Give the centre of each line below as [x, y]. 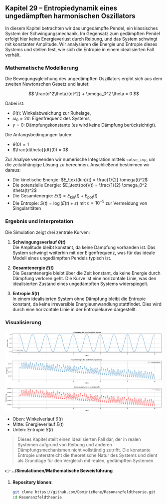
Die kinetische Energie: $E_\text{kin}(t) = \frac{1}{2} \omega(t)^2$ [80, 179]
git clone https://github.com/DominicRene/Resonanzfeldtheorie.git [84, 492]
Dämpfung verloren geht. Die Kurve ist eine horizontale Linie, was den [84, 278]
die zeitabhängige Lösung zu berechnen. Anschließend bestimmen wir [78, 164]
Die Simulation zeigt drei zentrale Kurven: [48, 232]
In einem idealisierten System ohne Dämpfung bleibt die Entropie [79, 299]
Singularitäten [27, 208]
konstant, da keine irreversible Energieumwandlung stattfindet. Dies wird [87, 304]
